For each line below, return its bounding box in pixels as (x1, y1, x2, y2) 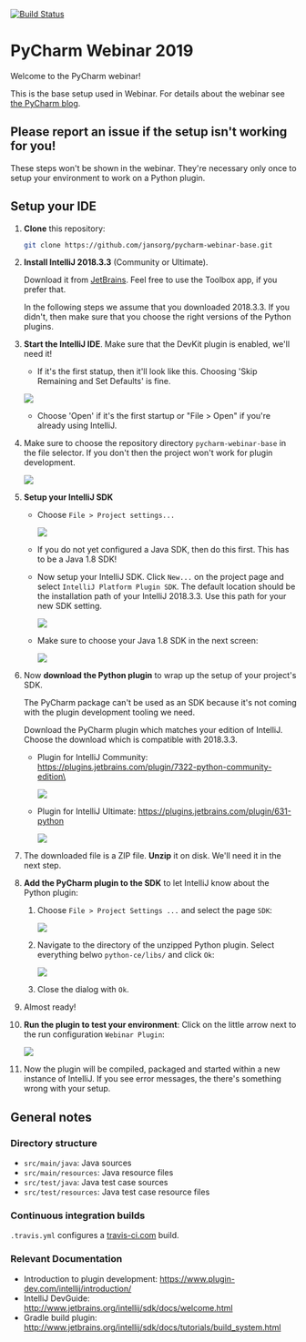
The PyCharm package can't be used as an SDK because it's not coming (23, 697, 297, 708)
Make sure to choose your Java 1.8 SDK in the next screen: (36, 635, 259, 646)
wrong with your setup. (23, 1083, 111, 1094)
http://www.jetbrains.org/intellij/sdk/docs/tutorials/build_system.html (23, 1321, 281, 1333)
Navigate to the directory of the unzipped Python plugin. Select (36, 940, 275, 951)
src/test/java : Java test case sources (23, 1177, 168, 1188)
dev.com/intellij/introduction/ (23, 1283, 132, 1294)
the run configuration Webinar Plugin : (23, 1029, 165, 1040)
